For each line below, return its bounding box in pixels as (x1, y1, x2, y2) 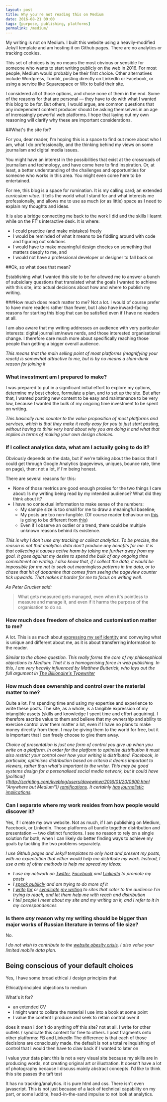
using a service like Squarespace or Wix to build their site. (5, 81, 125, 87)
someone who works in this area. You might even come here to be (5, 172, 141, 178)
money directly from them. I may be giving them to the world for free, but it (5, 727, 159, 733)
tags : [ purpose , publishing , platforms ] (5, 21, 91, 26)
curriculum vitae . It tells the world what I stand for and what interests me (5, 193, 154, 199)
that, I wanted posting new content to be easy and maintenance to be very (5, 395, 158, 401)
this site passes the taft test (5, 1071, 63, 1077)
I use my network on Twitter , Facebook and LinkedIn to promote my (12, 870, 152, 876)
